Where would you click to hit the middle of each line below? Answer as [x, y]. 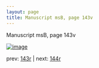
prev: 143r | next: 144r [34, 58]
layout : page [23, 12]
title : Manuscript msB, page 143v [50, 18]
